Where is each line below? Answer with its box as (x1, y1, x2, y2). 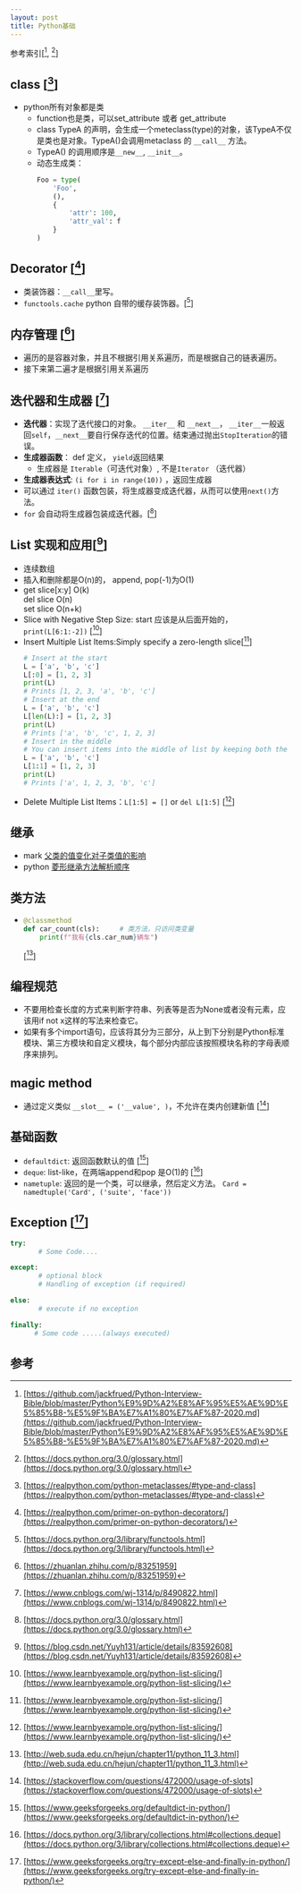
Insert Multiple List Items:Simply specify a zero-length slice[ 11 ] (22, 635, 253, 647)
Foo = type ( (36, 175, 81, 184)
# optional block (38, 1272, 103, 1281)
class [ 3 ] (10, 73, 59, 92)
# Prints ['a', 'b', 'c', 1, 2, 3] (22, 729, 156, 738)
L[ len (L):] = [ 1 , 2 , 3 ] (22, 712, 113, 721)
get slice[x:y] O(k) (22, 584, 90, 595)
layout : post (10, 13, 59, 22)
